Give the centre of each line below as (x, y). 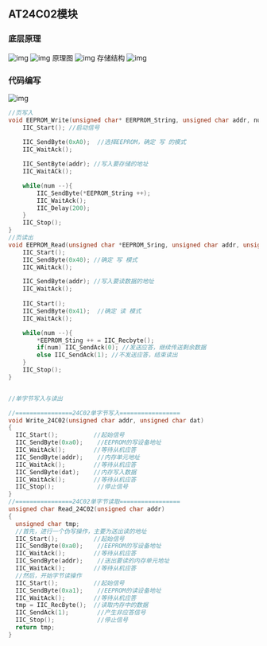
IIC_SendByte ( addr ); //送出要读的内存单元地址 (93, 561)
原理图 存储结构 (89, 57)
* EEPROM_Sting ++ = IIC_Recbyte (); (96, 341)
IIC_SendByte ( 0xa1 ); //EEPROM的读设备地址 (88, 590)
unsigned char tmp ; (48, 523)
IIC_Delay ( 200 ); (64, 208)
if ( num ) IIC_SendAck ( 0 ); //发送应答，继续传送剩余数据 (122, 348)
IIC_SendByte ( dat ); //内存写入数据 (76, 472)
